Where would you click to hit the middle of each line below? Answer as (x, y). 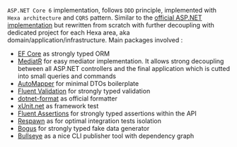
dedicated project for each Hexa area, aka (69, 32)
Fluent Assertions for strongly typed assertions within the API (107, 113)
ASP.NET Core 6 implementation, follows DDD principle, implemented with (112, 10)
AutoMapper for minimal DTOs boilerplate (78, 83)
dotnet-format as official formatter (68, 98)
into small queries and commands (67, 76)
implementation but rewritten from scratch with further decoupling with (111, 25)
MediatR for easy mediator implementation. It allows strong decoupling (121, 61)
